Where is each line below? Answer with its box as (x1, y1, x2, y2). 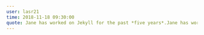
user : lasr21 (6, 8, 39, 15)
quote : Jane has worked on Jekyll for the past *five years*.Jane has (6, 20, 189, 26)
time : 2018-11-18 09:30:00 (6, 14, 75, 20)
